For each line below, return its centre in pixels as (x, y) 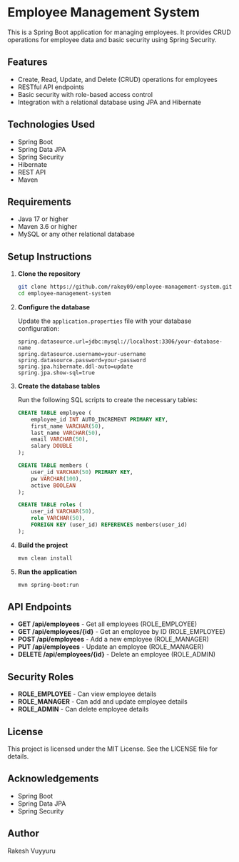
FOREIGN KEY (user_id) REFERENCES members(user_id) (109, 525)
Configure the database (54, 307)
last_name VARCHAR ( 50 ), (66, 433)
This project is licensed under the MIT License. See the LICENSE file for (113, 749)
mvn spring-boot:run (48, 585)
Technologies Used (51, 124)
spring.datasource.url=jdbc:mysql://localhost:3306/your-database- (120, 342)
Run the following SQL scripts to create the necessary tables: (108, 399)
